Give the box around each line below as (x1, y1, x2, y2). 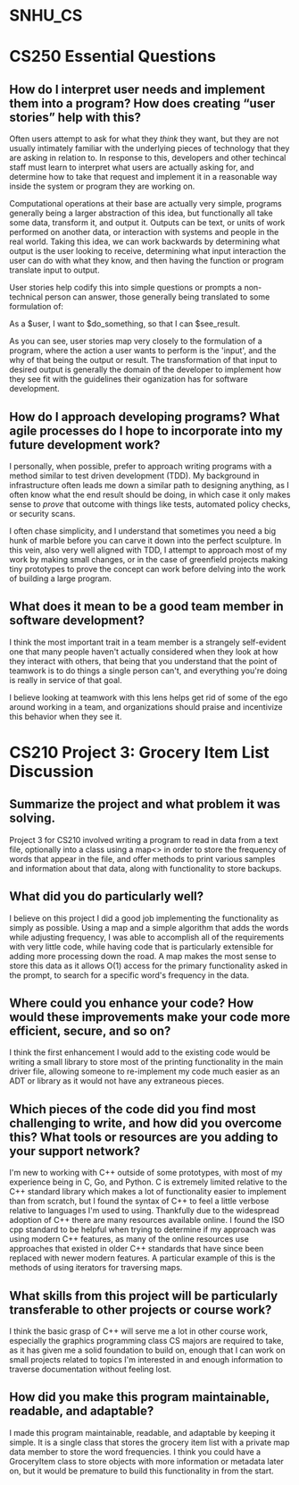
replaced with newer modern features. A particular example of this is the (9, 1253, 276, 1263)
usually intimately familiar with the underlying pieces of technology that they (9, 143, 290, 154)
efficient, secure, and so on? (9, 1024, 171, 1039)
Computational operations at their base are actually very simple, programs (9, 198, 283, 209)
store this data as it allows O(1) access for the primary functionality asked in (9, 960, 288, 971)
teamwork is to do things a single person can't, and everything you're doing (9, 665, 288, 676)
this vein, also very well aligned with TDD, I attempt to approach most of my (9, 544, 287, 555)
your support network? (9, 1143, 141, 1159)
